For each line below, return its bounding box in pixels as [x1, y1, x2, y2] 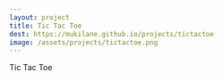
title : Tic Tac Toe [9, 21, 82, 30]
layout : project [9, 12, 70, 22]
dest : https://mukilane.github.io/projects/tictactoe [9, 29, 215, 38]
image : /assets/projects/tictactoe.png [9, 37, 159, 47]
